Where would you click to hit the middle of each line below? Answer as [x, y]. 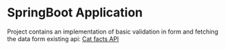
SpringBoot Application [75, 13]
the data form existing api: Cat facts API [63, 38]
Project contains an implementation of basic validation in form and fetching [113, 32]
